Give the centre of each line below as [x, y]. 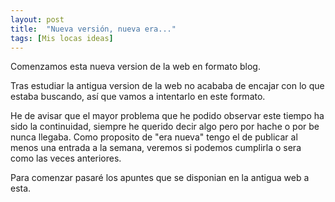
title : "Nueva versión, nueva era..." [93, 29]
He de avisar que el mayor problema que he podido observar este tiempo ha [167, 116]
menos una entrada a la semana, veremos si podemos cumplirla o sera [156, 148]
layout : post [37, 19]
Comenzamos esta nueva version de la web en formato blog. [135, 67]
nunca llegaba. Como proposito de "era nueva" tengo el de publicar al [154, 137]
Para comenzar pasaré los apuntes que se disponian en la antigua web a [160, 178]
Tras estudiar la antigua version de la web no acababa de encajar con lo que [167, 86]
